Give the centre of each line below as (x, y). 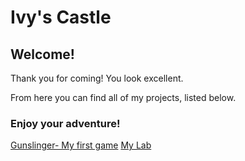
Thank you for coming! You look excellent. (97, 78)
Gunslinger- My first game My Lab (81, 145)
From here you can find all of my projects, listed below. (123, 97)
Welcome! (42, 54)
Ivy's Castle (61, 17)
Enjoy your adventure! (65, 123)
